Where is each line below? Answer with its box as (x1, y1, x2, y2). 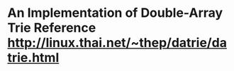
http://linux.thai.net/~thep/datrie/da (7, 35, 227, 51)
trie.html (7, 50, 60, 66)
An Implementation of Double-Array (7, 5, 223, 21)
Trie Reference (7, 20, 96, 36)
